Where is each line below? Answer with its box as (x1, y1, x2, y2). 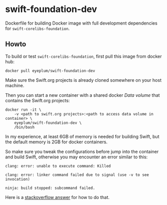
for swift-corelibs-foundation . (5, 25, 70, 31)
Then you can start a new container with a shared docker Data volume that (5, 92, 160, 98)
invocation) (5, 176, 30, 181)
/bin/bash (14, 124, 35, 130)
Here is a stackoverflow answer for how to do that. (5, 194, 110, 200)
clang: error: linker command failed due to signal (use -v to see (5, 172, 149, 177)
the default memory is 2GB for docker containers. (5, 139, 108, 145)
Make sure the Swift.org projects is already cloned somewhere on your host (5, 77, 162, 83)
